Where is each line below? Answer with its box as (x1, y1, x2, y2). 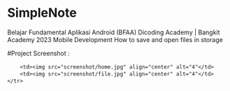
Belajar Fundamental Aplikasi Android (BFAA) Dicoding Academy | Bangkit (7, 28, 220, 36)
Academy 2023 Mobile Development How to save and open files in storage (7, 35, 224, 43)
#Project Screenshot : (7, 49, 70, 57)
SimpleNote (7, 5, 77, 21)
